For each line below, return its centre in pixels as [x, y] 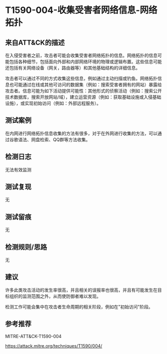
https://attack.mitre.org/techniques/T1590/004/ [54, 346]
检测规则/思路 [26, 247]
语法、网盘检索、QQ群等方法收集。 [54, 139]
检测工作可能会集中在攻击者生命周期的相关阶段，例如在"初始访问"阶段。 [79, 307]
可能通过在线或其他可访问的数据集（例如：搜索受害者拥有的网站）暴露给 [88, 85]
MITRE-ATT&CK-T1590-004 [34, 336]
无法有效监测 [18, 170]
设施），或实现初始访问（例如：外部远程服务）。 [53, 103]
